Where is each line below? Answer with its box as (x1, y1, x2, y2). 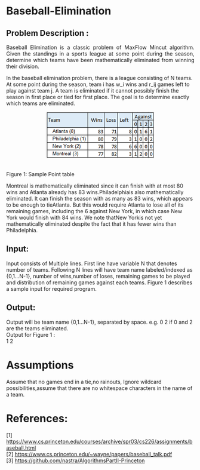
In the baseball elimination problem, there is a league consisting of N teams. (6, 75, 193, 81)
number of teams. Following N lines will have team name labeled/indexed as (6, 266, 193, 273)
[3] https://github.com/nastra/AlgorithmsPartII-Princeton (6, 457, 145, 464)
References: (6, 411, 68, 425)
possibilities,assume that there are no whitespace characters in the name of (6, 384, 193, 392)
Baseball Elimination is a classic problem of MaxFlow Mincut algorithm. (6, 44, 195, 51)
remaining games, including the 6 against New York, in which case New (6, 208, 183, 214)
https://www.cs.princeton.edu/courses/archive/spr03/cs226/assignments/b (6, 438, 193, 445)
